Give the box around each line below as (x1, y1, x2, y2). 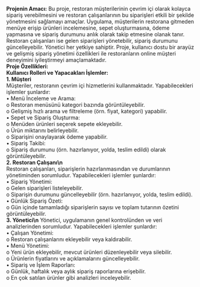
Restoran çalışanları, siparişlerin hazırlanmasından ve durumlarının (6, 165, 170, 172)
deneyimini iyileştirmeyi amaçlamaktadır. (6, 57, 107, 63)
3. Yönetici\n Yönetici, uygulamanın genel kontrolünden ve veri (6, 216, 163, 224)
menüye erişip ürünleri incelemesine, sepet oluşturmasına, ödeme (6, 24, 170, 31)
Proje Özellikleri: (6, 63, 49, 70)
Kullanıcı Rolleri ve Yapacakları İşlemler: (6, 69, 108, 76)
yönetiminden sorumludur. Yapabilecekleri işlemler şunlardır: (6, 172, 157, 178)
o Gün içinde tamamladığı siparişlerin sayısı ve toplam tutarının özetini (6, 204, 180, 210)
